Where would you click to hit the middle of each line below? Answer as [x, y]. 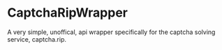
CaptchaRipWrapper [67, 13]
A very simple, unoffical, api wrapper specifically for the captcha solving [111, 32]
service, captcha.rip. [37, 39]
